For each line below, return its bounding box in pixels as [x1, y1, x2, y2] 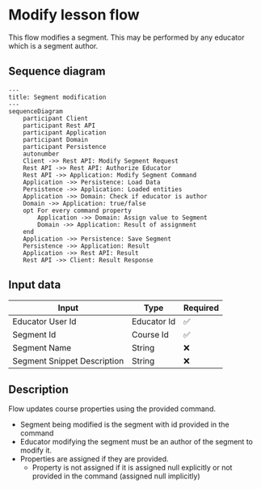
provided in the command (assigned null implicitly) [32, 471, 200, 481]
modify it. [19, 445, 53, 455]
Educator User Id [12, 316, 77, 327]
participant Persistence [23, 142, 107, 151]
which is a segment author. [8, 40, 99, 50]
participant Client [23, 114, 89, 122]
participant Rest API [23, 121, 95, 130]
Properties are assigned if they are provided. [19, 454, 169, 464]
